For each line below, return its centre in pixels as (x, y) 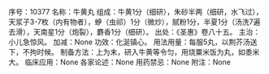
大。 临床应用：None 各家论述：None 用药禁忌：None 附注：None (120, 62)
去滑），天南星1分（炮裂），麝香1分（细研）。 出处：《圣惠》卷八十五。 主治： (134, 32)
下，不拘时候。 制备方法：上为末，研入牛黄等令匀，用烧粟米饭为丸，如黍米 (134, 52)
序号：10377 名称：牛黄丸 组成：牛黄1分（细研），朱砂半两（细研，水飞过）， (136, 12)
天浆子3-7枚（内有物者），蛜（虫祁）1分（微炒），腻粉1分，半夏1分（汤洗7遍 (134, 22)
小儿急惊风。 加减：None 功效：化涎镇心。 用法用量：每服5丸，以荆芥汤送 (133, 42)
